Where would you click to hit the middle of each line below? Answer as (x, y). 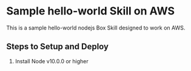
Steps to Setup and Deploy (58, 47)
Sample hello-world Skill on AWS (90, 11)
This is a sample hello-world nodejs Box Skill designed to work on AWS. (96, 28)
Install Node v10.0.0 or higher (52, 61)
